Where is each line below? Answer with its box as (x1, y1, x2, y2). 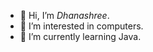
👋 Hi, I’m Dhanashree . (19, 10, 110, 21)
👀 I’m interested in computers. (19, 20, 144, 32)
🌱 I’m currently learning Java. (19, 31, 142, 42)
